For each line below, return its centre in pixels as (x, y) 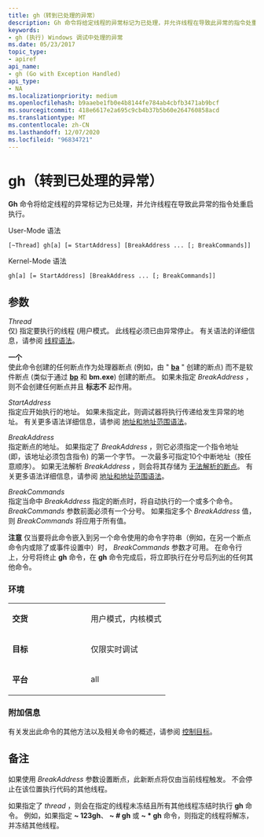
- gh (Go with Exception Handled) (65, 74)
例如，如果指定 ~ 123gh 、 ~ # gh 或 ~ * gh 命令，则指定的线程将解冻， (138, 815)
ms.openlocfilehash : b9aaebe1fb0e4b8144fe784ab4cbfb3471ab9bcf (114, 103)
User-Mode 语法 (35, 231)
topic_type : (27, 52)
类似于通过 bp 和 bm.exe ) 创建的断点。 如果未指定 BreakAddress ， (143, 377)
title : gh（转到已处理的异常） (53, 15)
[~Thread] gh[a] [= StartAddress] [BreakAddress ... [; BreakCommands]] (130, 246)
